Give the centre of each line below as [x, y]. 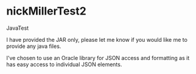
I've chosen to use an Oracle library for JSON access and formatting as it [98, 58]
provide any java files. [34, 46]
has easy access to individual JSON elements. [64, 64]
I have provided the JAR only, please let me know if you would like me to [97, 39]
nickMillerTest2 [46, 11]
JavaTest [18, 28]
